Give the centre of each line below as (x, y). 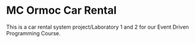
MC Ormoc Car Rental (61, 10)
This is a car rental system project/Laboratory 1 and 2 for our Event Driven (97, 27)
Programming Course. (34, 33)
